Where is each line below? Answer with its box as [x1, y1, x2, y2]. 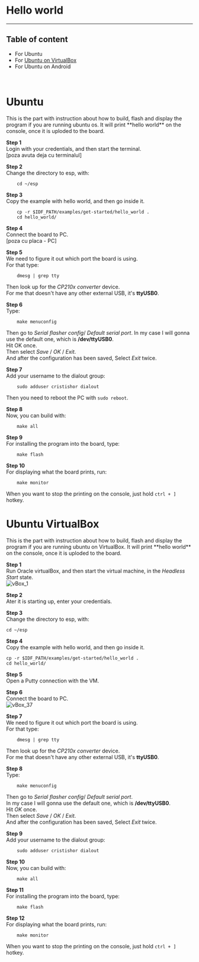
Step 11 [6, 886, 24, 893]
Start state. [6, 573, 34, 580]
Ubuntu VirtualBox [6, 517, 99, 531]
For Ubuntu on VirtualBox [14, 56, 77, 64]
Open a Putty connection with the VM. [6, 677, 99, 684]
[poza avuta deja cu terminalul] [6, 151, 82, 158]
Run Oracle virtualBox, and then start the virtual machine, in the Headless [6, 567, 185, 574]
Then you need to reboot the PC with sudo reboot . [6, 394, 129, 401]
